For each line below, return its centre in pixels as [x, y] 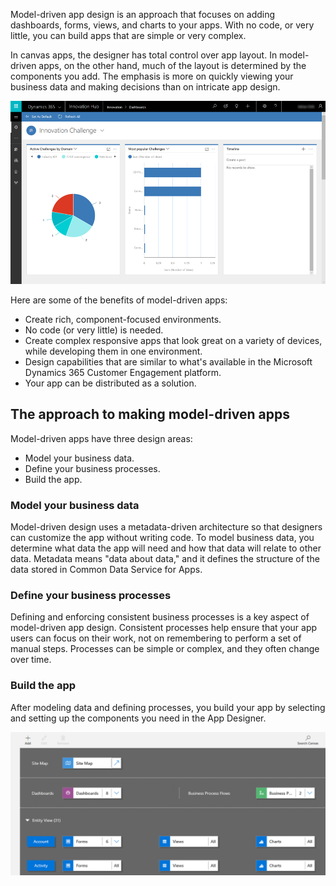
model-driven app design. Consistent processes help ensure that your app [164, 628]
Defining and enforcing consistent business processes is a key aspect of [160, 617]
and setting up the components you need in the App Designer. [138, 718]
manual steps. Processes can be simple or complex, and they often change [165, 649]
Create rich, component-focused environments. [123, 319]
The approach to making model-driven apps [150, 414]
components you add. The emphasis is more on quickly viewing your [152, 76]
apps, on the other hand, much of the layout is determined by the [172, 65]
